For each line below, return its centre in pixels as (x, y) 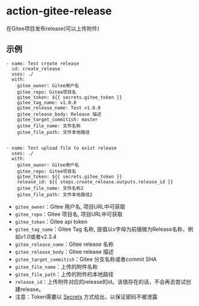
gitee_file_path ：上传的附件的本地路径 (64, 274)
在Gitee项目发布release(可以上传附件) (53, 28)
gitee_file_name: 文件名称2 (51, 188)
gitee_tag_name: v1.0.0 (47, 103)
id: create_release (36, 69)
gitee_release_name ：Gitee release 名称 (64, 244)
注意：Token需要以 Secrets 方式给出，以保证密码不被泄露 (86, 296)
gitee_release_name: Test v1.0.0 (59, 108)
